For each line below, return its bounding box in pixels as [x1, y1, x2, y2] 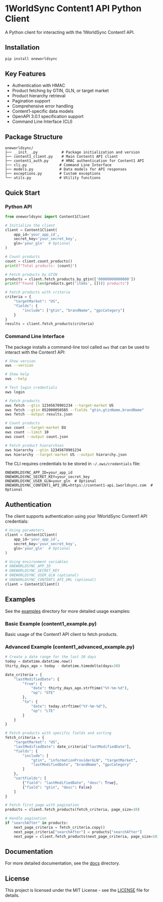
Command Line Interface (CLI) [12, 119, 73, 124]
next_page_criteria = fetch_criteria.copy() [14, 825, 105, 830]
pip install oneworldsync [5, 56, 57, 61]
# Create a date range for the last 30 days [5, 654, 97, 660]
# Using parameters [5, 528, 45, 533]
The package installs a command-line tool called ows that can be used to [5, 344, 149, 350]
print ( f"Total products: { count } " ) [5, 263, 77, 268]
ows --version [5, 363, 34, 368]
